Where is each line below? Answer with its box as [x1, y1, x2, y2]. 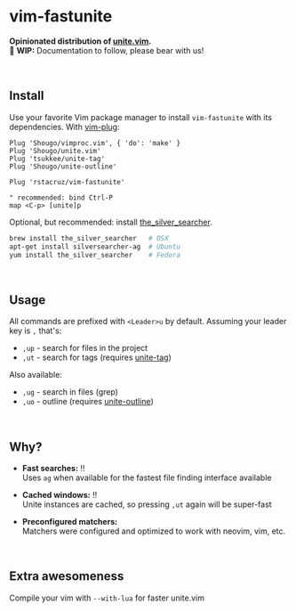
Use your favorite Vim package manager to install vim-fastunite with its [9, 111, 273, 122]
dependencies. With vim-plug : [9, 121, 120, 132]
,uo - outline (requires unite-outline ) [21, 396, 154, 407]
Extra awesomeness [9, 568, 124, 584]
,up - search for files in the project [21, 343, 148, 354]
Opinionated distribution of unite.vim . [9, 36, 152, 46]
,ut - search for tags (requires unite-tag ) [21, 352, 172, 363]
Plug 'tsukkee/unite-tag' [9, 154, 105, 163]
